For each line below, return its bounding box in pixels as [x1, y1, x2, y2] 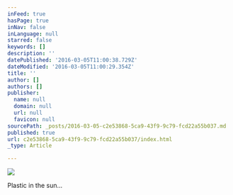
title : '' [7, 69, 37, 77]
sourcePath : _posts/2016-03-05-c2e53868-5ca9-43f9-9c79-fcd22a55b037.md [7, 122, 227, 130]
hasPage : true [7, 17, 50, 24]
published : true [7, 129, 55, 136]
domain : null [13, 103, 52, 110]
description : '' [7, 50, 55, 57]
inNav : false [7, 23, 46, 30]
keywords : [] [7, 43, 46, 50]
